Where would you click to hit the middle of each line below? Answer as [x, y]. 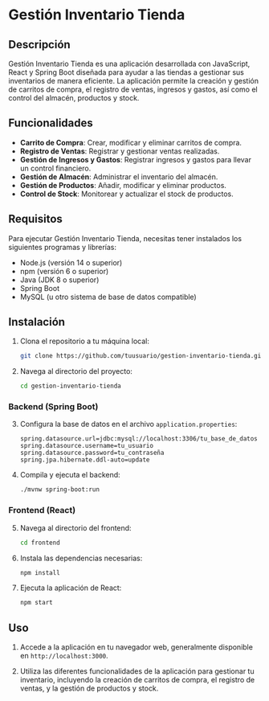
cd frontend [40, 543]
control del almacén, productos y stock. [74, 98]
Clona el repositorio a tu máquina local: [85, 341]
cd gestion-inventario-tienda [71, 386]
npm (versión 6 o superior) [64, 271]
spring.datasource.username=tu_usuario [87, 446]
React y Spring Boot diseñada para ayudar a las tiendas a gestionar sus [126, 72]
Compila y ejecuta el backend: [70, 475]
